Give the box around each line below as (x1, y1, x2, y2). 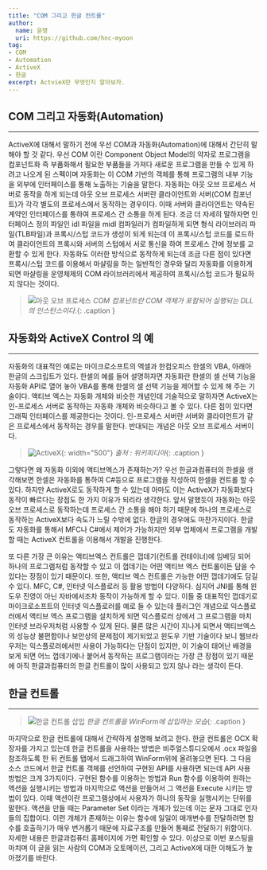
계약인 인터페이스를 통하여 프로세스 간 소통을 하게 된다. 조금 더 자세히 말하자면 (8, 209, 250, 219)
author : (8, 19, 34, 27)
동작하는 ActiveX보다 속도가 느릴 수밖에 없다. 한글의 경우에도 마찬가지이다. (8, 515, 239, 525)
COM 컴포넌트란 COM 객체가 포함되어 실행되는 (92, 296, 239, 306)
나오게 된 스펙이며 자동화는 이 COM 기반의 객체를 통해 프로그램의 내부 (22, 170, 239, 179)
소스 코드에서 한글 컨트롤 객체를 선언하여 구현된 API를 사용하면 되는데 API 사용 (8, 763, 251, 773)
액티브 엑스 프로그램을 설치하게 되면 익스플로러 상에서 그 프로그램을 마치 (29, 611, 253, 621)
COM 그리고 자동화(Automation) (8, 109, 164, 123)
